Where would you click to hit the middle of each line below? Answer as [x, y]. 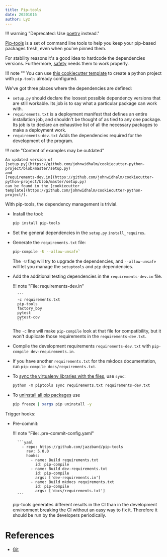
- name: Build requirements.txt [65, 460]
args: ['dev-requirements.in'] [68, 478]
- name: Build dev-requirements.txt [69, 469]
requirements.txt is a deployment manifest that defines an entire [80, 114]
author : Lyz [18, 19]
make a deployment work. [39, 130]
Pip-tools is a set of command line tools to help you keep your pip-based [80, 43]
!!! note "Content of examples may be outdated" [55, 151]
